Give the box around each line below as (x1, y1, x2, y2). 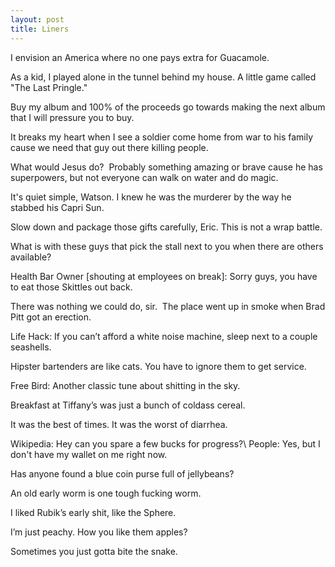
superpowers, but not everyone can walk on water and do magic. (10, 171, 279, 183)
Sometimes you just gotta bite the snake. (10, 545, 178, 557)
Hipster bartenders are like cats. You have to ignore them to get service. (10, 360, 307, 372)
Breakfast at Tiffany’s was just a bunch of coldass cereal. (10, 399, 246, 411)
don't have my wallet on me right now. (10, 448, 168, 460)
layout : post (10, 14, 65, 25)
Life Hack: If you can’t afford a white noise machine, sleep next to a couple (10, 330, 318, 342)
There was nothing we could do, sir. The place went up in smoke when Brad (10, 300, 326, 312)
